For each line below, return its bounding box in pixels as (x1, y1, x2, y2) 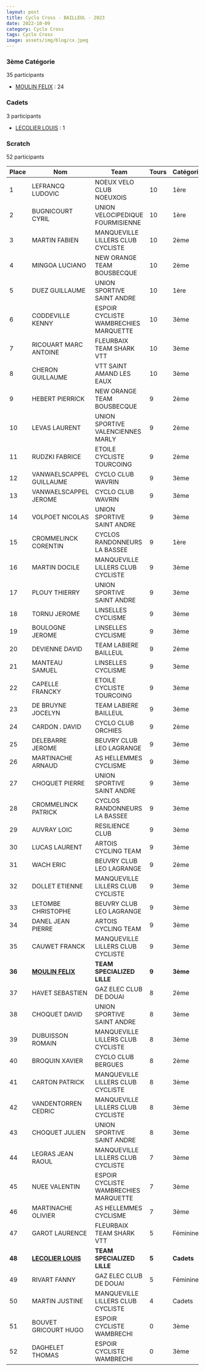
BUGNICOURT (31, 207, 73, 215)
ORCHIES (95, 726, 122, 735)
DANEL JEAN (31, 916, 70, 925)
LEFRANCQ (31, 181, 65, 190)
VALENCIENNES (95, 427, 142, 436)
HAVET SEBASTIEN (31, 988, 87, 997)
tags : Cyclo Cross (6, 32, 53, 38)
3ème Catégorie (6, 57, 56, 66)
